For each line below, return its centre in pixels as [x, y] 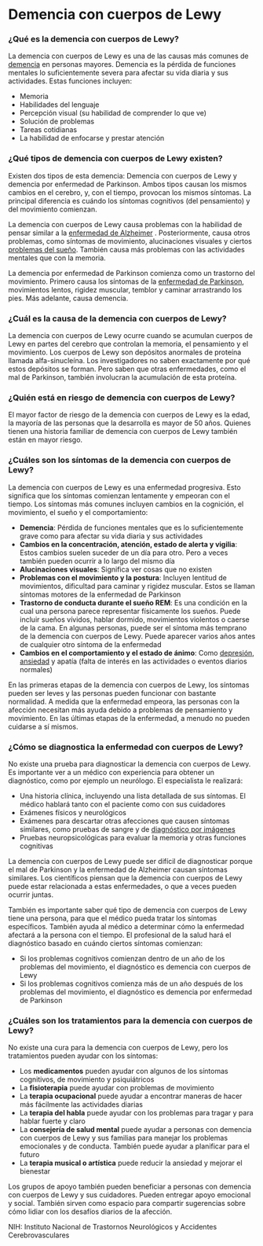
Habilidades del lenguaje [59, 105]
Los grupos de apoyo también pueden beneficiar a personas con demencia [130, 1187]
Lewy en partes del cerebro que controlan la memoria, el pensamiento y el [128, 344]
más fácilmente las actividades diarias [81, 1104]
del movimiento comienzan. [53, 209]
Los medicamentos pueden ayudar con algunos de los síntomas [124, 1071]
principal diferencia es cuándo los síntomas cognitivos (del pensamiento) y [129, 200]
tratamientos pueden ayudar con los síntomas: [83, 1056]
